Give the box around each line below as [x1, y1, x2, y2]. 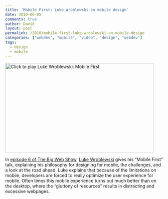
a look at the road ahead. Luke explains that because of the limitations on [5, 167, 156, 173]
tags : [5, 40, 17, 45]
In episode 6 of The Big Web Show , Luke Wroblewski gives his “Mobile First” [5, 156, 163, 162]
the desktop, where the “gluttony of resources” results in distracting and [5, 183, 154, 189]
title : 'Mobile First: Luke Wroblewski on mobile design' [5, 7, 129, 12]
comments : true [5, 16, 37, 21]
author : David [5, 21, 35, 26]
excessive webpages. [5, 188, 50, 194]
